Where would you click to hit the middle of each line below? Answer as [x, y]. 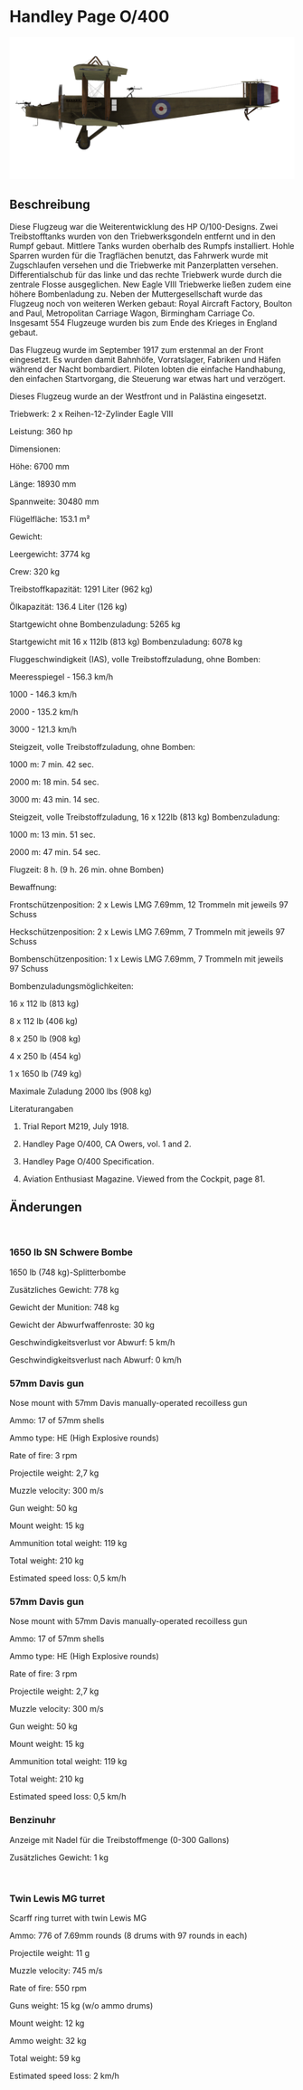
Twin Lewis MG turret [57, 1898]
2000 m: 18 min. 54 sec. [54, 782]
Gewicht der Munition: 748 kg [64, 1307]
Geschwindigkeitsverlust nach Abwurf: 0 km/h [96, 1360]
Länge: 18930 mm [43, 484]
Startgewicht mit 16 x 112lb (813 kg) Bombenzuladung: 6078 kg [126, 641]
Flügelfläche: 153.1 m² [50, 518]
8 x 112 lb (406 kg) [44, 1021]
